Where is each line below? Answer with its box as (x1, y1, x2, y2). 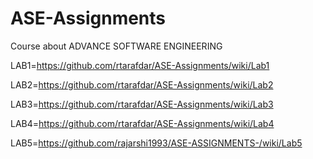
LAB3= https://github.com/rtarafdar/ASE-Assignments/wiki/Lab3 (10, 98, 274, 110)
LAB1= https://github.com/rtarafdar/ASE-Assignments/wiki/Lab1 (10, 59, 270, 71)
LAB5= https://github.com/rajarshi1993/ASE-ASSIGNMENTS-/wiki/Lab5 (10, 137, 303, 149)
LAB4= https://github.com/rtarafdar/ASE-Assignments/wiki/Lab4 (10, 117, 275, 129)
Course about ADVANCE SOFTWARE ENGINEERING (10, 40, 223, 52)
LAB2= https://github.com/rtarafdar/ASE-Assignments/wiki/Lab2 (10, 78, 274, 91)
